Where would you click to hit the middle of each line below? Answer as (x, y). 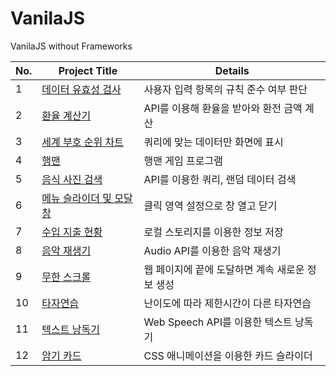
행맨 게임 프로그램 (183, 160)
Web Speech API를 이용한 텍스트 (218, 322)
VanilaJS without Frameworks (71, 46)
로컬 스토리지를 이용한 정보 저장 (213, 232)
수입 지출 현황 (72, 232)
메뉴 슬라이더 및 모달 (87, 198)
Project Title (88, 70)
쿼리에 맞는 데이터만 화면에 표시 (213, 142)
